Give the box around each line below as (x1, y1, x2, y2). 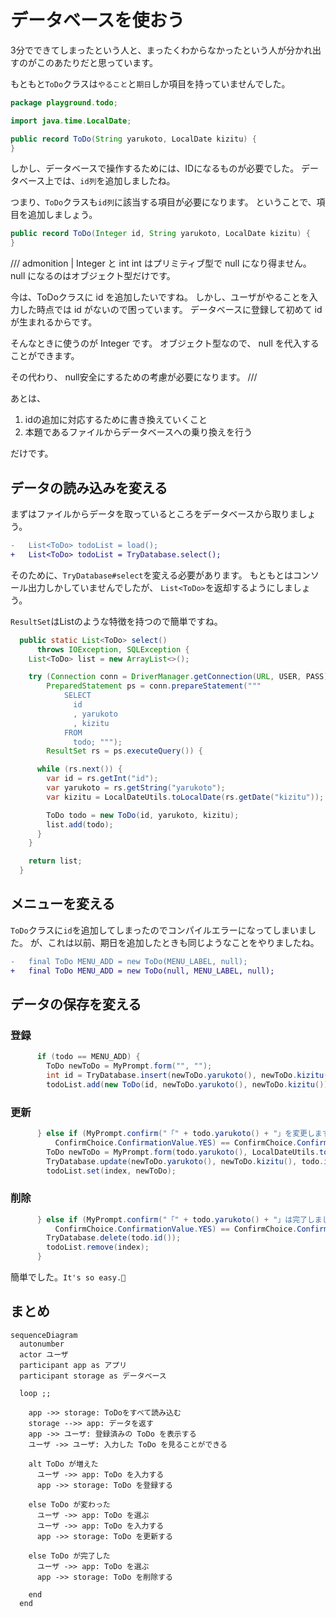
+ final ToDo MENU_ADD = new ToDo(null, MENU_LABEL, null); (10, 966, 275, 976)
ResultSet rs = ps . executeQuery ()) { (46, 746, 203, 756)
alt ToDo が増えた (28, 1459, 99, 1469)
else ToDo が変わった (28, 1499, 111, 1510)
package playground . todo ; (10, 97, 118, 108)
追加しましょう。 (27, 209, 98, 221)
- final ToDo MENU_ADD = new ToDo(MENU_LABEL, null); (10, 956, 248, 966)
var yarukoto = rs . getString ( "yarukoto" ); (46, 783, 226, 793)
